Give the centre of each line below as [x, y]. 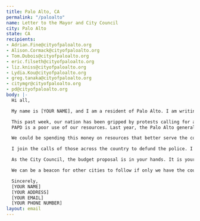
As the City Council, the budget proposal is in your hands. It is [97, 160]
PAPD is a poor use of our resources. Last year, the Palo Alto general [104, 127]
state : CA [18, 34]
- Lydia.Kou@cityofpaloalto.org [46, 73]
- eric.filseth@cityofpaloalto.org [50, 61]
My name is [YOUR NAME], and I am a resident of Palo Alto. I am [94, 111]
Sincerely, [25, 181]
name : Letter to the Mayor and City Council [62, 23]
